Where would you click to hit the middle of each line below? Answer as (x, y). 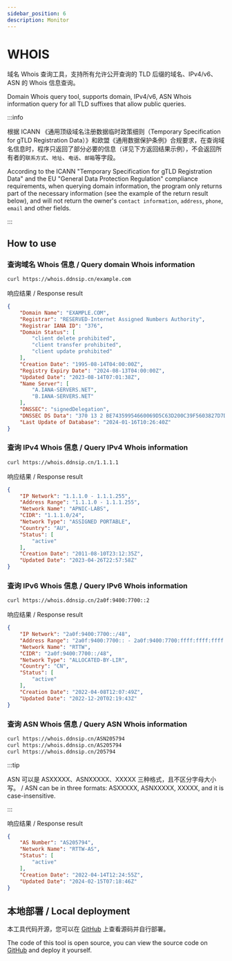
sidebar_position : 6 (37, 13)
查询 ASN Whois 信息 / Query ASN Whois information (97, 724)
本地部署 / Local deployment (69, 911)
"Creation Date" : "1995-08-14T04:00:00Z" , (81, 364)
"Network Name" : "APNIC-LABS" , (65, 509)
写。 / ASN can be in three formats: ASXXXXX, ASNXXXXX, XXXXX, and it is (116, 788)
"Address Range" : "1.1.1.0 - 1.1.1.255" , (80, 502)
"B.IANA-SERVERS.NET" (63, 396)
